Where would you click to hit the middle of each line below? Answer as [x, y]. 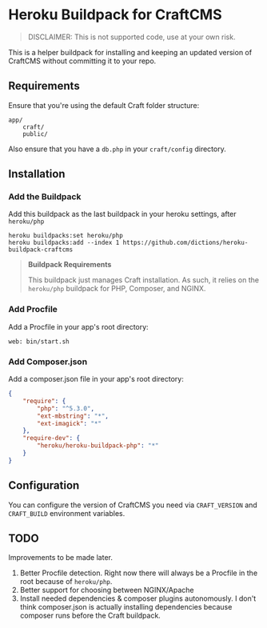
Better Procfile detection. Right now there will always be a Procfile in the [139, 573]
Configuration [44, 486]
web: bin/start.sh [39, 342]
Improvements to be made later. [61, 558]
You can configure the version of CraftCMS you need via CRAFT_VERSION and [133, 505]
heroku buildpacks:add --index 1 [64, 243]
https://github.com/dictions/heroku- [185, 243]
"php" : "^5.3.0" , [66, 408]
